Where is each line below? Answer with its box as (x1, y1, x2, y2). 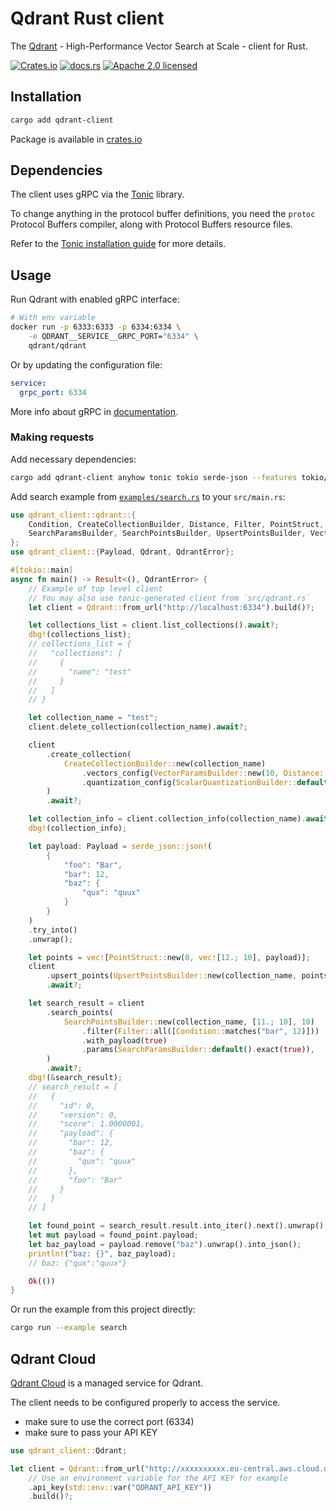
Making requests (10, 430, 95, 444)
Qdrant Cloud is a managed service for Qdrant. (10, 1377, 204, 1389)
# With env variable (10, 313, 97, 323)
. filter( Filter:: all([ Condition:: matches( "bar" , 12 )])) (81, 1026, 320, 1036)
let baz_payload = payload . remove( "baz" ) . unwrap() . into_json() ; (28, 1239, 302, 1249)
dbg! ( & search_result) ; (28, 1073, 123, 1083)
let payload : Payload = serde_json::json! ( (28, 841, 213, 851)
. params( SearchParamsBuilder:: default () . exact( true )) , (81, 1045, 315, 1055)
